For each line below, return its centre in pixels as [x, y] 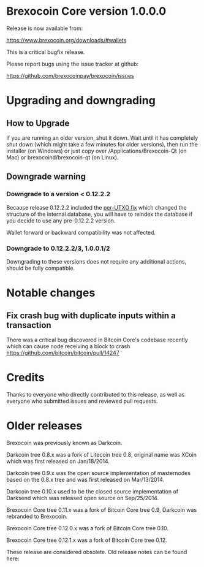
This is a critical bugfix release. [46, 52]
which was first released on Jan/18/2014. [58, 461]
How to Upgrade [38, 123]
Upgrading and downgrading [81, 101]
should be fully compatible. [41, 268]
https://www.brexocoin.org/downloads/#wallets [66, 40]
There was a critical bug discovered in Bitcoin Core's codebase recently [97, 340]
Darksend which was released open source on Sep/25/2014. [83, 498]
